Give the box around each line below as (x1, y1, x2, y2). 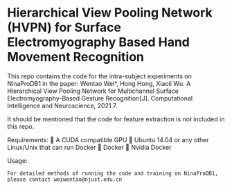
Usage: (7, 156, 28, 164)
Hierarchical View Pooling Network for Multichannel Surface (7, 87, 179, 95)
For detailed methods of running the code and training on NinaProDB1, (7, 170, 218, 177)
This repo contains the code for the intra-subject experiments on (7, 71, 192, 80)
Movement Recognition (7, 49, 144, 65)
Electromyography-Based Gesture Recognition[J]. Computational (7, 94, 193, 102)
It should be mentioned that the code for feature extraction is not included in (7, 114, 225, 123)
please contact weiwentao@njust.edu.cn (7, 175, 123, 183)
